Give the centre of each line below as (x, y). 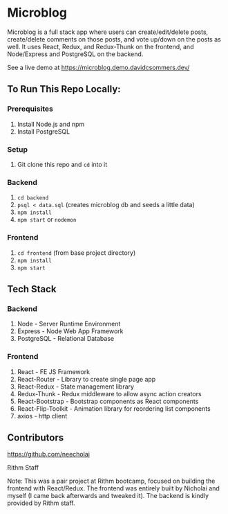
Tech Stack (32, 289)
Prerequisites (30, 109)
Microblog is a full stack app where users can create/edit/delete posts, (108, 32)
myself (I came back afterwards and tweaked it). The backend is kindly (108, 496)
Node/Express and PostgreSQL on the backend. (75, 54)
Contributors (36, 437)
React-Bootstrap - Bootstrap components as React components (108, 401)
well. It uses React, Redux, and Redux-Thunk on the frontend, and (101, 46)
